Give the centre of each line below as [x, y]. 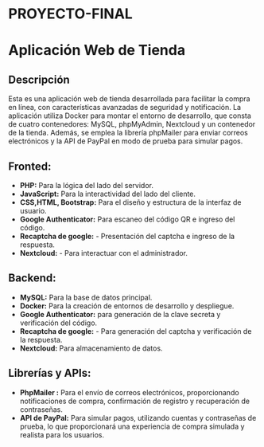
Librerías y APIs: [50, 373]
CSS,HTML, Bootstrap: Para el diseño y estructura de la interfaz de [130, 202]
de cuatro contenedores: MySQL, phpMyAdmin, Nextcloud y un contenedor [132, 124]
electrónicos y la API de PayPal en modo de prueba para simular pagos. [126, 141]
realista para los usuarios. [62, 434]
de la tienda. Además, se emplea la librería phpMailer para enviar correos [128, 133]
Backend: [32, 278]
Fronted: [30, 166]
